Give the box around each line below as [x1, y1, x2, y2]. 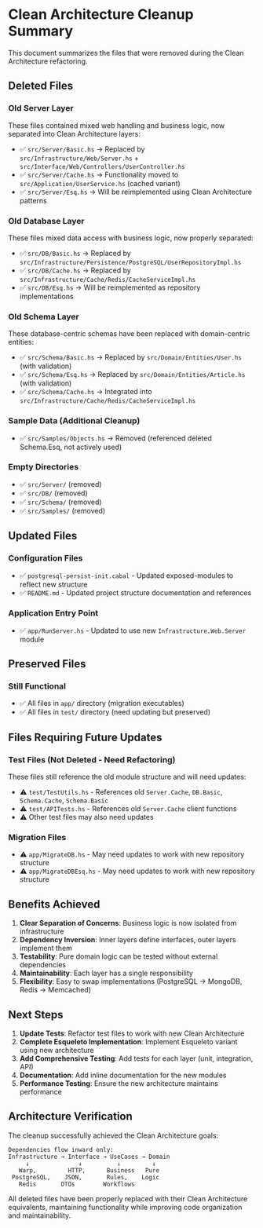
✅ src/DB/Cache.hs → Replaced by [19, 265, 131, 275]
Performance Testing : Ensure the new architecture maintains [19, 1079, 218, 1088]
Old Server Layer [8, 103, 74, 114]
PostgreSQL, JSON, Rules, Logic [11, 1173, 159, 1181]
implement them [19, 944, 73, 953]
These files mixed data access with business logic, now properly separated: [8, 233, 254, 243]
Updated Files [8, 529, 78, 543]
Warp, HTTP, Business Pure [18, 1166, 159, 1175]
